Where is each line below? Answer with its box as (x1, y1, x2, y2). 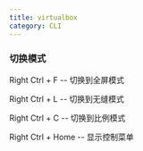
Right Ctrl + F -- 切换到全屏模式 (9, 74, 125, 85)
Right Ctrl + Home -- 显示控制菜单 (9, 131, 134, 142)
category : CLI (9, 21, 63, 30)
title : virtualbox (9, 13, 78, 22)
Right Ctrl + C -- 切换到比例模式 (9, 113, 126, 123)
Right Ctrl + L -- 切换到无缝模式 (9, 93, 125, 104)
